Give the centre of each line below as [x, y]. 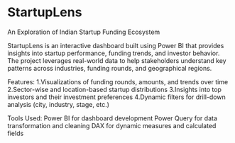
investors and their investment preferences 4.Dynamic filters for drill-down [116, 97]
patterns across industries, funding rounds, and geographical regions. [110, 68]
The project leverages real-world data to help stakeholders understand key [117, 60]
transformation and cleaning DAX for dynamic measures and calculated [112, 125]
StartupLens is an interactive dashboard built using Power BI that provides [116, 45]
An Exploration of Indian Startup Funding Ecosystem [84, 32]
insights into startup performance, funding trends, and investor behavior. [114, 53]
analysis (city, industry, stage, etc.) [59, 104]
